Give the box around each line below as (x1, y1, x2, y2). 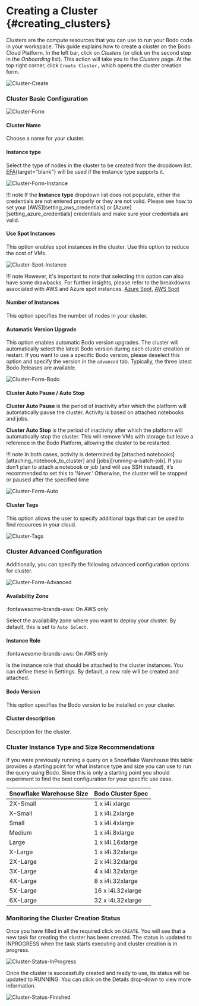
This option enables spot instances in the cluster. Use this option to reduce (6, 243, 189, 250)
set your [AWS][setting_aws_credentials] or (6, 203, 112, 211)
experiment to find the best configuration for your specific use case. (6, 775, 173, 783)
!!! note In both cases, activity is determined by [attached (6, 451, 146, 458)
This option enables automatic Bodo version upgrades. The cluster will (6, 339, 179, 346)
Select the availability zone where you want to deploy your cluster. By (6, 617, 176, 624)
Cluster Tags (6, 502, 39, 509)
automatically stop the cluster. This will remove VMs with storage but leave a (6, 433, 194, 440)
